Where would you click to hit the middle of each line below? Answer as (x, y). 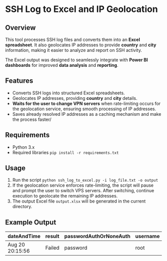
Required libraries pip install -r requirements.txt (66, 152)
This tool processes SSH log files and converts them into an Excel (73, 39)
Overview (21, 28)
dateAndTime (24, 237)
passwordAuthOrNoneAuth (97, 237)
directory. (22, 207)
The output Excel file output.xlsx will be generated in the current (79, 201)
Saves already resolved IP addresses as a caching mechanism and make (87, 114)
